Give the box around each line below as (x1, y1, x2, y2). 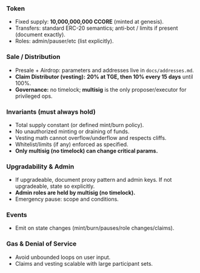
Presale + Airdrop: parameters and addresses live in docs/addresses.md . (15, 66, 194, 74)
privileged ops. (15, 92, 53, 100)
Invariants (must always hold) (6, 108, 96, 116)
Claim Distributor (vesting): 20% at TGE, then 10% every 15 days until (15, 73, 193, 80)
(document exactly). (15, 31, 65, 38)
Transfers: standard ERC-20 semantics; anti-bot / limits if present (15, 24, 178, 32)
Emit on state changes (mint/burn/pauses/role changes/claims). (15, 224, 175, 232)
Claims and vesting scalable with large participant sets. (15, 260, 153, 267)
